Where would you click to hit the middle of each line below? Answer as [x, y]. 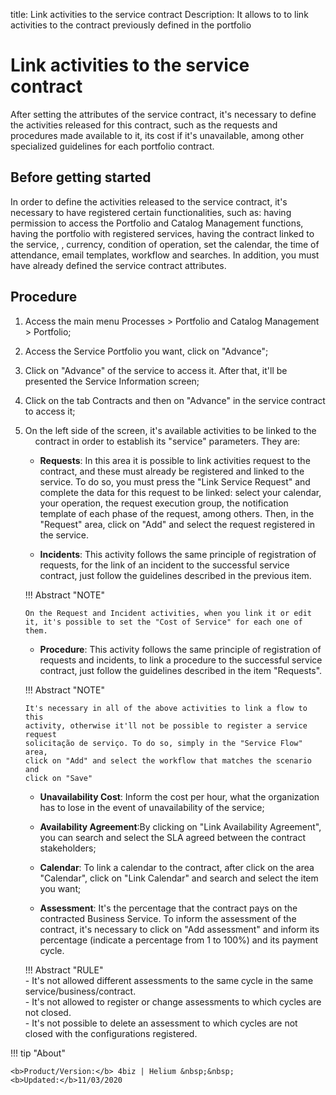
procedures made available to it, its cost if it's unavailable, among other [157, 135]
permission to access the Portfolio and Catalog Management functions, [157, 223]
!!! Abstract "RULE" [64, 970]
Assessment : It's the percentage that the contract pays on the [168, 908]
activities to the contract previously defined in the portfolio [131, 25]
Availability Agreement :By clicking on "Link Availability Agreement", [180, 826]
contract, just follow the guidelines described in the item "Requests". [181, 670]
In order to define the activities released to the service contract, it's [149, 201]
